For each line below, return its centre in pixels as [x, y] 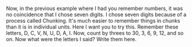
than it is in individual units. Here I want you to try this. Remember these [92, 27]
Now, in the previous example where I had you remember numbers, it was [95, 8]
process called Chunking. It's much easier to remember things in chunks [93, 21]
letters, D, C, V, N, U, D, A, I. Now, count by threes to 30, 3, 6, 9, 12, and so [95, 33]
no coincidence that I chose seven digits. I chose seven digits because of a [96, 15]
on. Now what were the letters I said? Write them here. [71, 39]
